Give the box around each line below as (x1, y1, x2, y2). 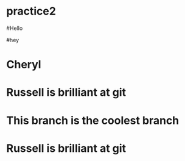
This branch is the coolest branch (6, 113, 180, 127)
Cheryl (6, 58, 41, 71)
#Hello (6, 24, 23, 32)
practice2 (6, 4, 57, 18)
